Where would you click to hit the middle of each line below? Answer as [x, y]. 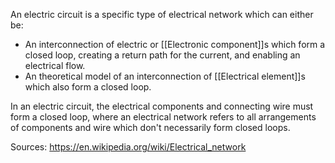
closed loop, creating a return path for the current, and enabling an [162, 55]
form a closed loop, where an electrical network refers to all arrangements [163, 117]
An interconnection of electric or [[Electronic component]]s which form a [175, 44]
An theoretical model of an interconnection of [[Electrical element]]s [165, 76]
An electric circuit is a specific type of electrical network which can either [162, 14]
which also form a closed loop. [88, 87]
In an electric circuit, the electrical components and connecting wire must [162, 106]
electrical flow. [55, 65]
